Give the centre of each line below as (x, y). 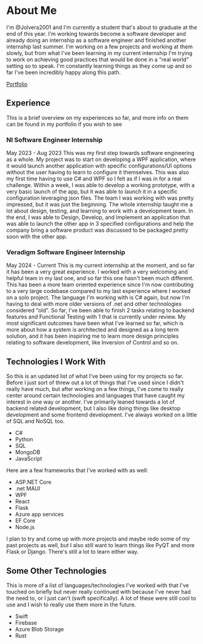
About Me (32, 11)
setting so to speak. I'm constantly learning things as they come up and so (99, 66)
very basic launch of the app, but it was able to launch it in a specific (92, 192)
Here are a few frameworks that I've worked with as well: (77, 470)
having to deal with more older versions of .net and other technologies (94, 304)
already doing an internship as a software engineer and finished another (96, 40)
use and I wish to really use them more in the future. (71, 604)
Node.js (25, 527)
